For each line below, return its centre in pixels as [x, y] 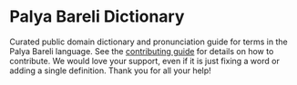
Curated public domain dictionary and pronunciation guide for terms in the [149, 42]
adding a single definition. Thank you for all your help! [110, 71]
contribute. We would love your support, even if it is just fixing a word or [144, 61]
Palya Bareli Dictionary [97, 17]
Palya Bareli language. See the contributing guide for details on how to [142, 51]
